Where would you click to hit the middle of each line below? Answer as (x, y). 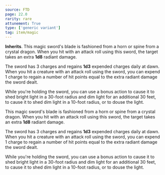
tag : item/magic (22, 32)
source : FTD (17, 10)
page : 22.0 (16, 14)
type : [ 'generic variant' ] (33, 28)
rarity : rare (19, 19)
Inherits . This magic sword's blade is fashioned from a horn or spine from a (82, 46)
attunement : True (23, 23)
